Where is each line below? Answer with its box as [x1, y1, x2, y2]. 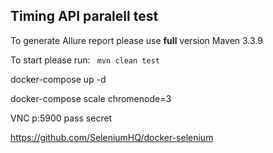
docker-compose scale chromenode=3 [10, 92, 172, 104]
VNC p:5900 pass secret [10, 112, 113, 124]
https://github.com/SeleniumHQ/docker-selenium [10, 131, 214, 143]
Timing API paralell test [10, 8, 159, 25]
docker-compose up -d [10, 73, 107, 85]
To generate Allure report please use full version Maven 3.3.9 [10, 34, 263, 46]
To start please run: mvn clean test [10, 54, 160, 66]
